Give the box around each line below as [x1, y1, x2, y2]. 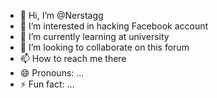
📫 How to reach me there [19, 53, 127, 64]
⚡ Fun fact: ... [19, 78, 75, 90]
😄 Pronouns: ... [19, 67, 85, 79]
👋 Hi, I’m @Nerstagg [19, 10, 104, 21]
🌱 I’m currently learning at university [19, 31, 170, 42]
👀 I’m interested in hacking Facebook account [19, 20, 209, 32]
